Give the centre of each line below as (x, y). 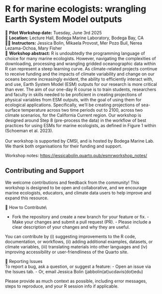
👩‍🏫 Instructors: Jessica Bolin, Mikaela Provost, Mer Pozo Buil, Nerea (74, 43)
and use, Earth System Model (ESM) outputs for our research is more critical (81, 84)
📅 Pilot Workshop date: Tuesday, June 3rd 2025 (53, 33)
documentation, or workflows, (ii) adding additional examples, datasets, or (79, 242)
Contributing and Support (44, 171)
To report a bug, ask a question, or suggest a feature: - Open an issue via (78, 266)
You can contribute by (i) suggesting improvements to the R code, (71, 236)
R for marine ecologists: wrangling (76, 9)
